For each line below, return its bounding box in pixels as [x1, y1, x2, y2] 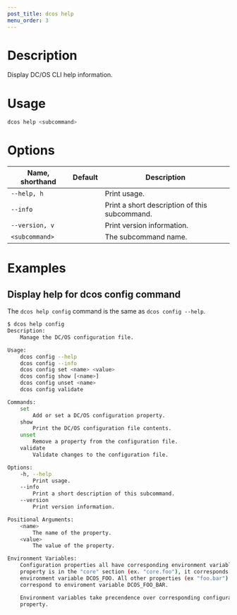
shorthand [20, 177, 56, 187]
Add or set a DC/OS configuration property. [32, 412, 166, 419]
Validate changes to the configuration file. [32, 451, 169, 458]
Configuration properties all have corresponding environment [20, 562, 207, 569]
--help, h [11, 190, 44, 198]
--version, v [11, 222, 55, 229]
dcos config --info [20, 359, 78, 367]
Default [73, 172, 99, 182]
